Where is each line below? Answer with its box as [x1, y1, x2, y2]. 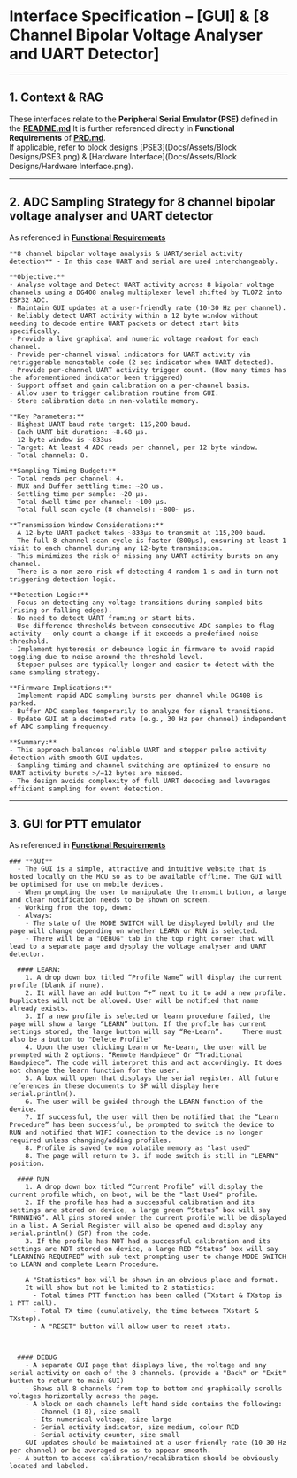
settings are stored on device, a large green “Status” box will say [9, 1206, 271, 1215]
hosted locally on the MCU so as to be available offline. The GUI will [9, 873, 283, 882]
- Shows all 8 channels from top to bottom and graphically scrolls [25, 1384, 283, 1393]
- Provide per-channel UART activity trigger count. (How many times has [9, 365, 287, 374]
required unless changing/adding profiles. [9, 1136, 172, 1145]
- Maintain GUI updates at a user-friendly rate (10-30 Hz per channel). [9, 303, 287, 312]
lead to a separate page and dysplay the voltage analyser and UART [9, 942, 267, 952]
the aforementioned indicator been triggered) [9, 373, 184, 382]
